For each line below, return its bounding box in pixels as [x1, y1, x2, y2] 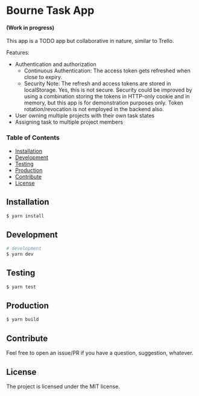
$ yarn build [6, 316, 39, 323]
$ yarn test [6, 284, 36, 290]
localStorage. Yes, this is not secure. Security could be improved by [24, 86, 192, 94]
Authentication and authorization [14, 61, 96, 68]
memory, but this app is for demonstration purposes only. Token [24, 99, 184, 106]
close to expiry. [24, 74, 62, 81]
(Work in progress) [6, 24, 55, 31]
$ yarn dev [6, 251, 34, 257]
